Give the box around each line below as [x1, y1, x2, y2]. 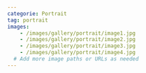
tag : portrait [7, 17, 49, 24]
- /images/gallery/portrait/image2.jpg [20, 36, 136, 43]
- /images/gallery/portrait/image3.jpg [20, 42, 136, 49]
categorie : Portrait [7, 10, 68, 17]
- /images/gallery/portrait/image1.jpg [20, 29, 136, 37]
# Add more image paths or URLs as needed [13, 56, 139, 63]
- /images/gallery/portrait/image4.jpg [20, 49, 136, 56]
